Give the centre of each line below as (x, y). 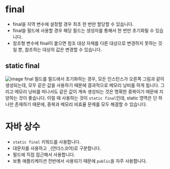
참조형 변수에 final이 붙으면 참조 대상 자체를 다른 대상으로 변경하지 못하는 (85, 43)
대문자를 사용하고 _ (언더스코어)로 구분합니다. (57, 148)
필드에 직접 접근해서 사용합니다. (44, 154)
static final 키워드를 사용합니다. (47, 142)
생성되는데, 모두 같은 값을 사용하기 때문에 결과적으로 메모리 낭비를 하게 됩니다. (82, 85)
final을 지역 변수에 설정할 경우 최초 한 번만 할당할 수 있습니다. (73, 24)
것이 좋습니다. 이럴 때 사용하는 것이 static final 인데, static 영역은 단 (88, 98)
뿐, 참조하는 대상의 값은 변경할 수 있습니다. (60, 49)
